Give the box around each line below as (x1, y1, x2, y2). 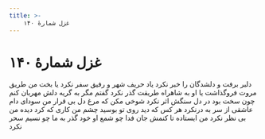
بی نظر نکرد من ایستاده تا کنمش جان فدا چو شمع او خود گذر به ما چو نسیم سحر (9, 113, 246, 123)
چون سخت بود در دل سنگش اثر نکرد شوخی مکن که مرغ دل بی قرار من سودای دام (9, 96, 255, 106)
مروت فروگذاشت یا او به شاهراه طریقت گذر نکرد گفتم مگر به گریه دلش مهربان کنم (9, 88, 257, 98)
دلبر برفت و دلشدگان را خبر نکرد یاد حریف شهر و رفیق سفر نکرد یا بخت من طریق (9, 79, 252, 89)
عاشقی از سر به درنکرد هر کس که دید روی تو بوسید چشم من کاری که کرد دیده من (9, 105, 254, 114)
